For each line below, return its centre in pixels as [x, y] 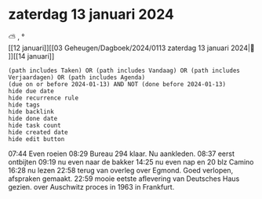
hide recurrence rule [44, 98]
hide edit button [36, 139]
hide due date [31, 91]
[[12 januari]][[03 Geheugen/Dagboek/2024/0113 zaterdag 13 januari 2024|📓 [131, 48]
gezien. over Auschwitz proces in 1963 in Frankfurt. [91, 186]
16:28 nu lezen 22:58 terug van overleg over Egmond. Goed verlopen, [121, 170]
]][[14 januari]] [31, 56]
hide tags [24, 105]
